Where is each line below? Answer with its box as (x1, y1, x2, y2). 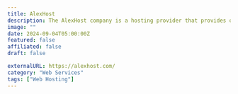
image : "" (7, 23, 37, 30)
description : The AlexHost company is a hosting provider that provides (7, 17, 227, 24)
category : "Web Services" (7, 69, 84, 76)
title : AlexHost (7, 10, 55, 18)
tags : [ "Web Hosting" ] (7, 76, 74, 83)
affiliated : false (7, 43, 62, 50)
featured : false (7, 37, 55, 44)
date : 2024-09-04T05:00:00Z (7, 30, 91, 37)
